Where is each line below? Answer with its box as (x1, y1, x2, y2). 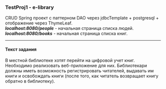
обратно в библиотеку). (5, 78, 55, 84)
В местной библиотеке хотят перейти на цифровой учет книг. (5, 57, 135, 63)
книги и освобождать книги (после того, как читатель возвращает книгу (5, 73, 159, 79)
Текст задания (5, 46, 37, 52)
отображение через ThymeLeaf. (5, 20, 73, 26)
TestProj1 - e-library (5, 4, 54, 11)
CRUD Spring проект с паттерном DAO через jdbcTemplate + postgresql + (5, 15, 159, 21)
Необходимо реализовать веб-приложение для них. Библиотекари (5, 63, 147, 68)
